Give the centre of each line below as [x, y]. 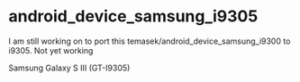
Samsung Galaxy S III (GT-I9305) [69, 68]
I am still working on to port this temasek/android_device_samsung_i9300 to [150, 41]
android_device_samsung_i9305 [133, 16]
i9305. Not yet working [51, 50]
